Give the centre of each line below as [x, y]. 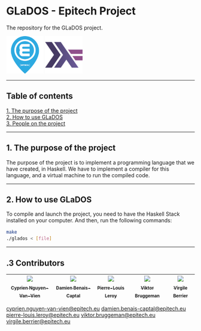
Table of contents [39, 96]
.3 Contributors [35, 263]
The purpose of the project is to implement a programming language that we [100, 162]
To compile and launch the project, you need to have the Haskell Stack [93, 214]
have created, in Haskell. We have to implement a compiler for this [88, 169]
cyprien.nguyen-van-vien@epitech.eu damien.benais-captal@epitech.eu [96, 308]
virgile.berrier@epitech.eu [38, 321]
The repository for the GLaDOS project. [54, 28]
